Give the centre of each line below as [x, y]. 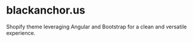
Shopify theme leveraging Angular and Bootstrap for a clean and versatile [96, 27]
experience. [21, 33]
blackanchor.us [46, 10]
